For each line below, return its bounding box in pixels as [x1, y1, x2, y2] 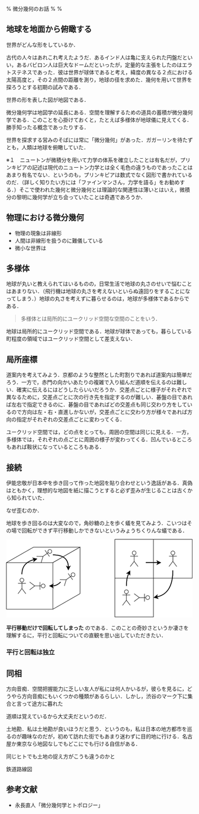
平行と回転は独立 [6, 648, 55, 656]
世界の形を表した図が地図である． [6, 96, 89, 103]
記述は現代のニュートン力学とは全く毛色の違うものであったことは [31, 164, 193, 171]
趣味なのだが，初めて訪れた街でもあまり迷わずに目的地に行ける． [21, 733, 182, 740]
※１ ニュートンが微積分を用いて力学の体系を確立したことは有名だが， [6, 156, 181, 164]
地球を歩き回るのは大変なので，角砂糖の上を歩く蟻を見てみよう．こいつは [6, 520, 188, 527]
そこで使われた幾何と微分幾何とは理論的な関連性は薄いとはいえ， [18, 186, 180, 193]
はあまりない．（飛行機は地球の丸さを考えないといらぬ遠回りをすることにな [6, 288, 191, 295]
